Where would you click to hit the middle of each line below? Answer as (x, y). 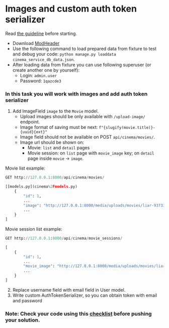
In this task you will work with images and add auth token (76, 94)
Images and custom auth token (71, 9)
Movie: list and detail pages (59, 148)
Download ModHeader (36, 43)
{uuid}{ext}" (34, 132)
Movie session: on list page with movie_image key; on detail (91, 153)
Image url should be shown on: (52, 142)
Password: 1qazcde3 (40, 81)
